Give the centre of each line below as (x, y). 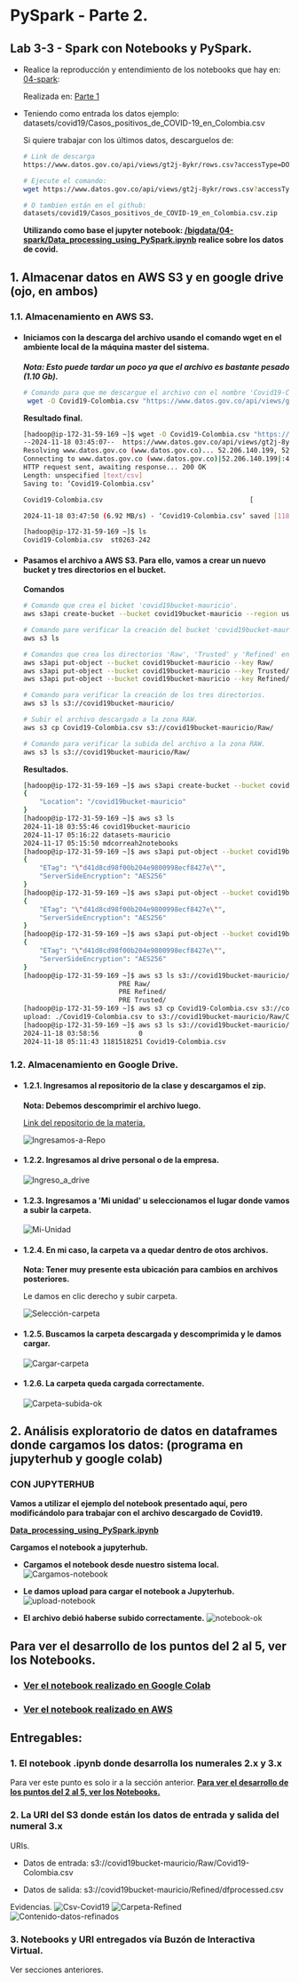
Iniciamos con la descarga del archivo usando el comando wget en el (152, 338)
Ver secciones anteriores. (57, 1970)
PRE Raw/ (134, 983)
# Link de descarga (59, 156)
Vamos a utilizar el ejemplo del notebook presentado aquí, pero (129, 1504)
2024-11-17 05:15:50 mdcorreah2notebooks (100, 843)
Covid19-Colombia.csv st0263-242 (87, 540)
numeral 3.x (36, 1826)
